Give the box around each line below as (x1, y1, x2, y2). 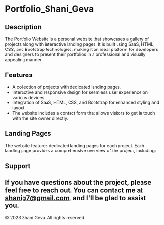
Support (5, 162, 31, 170)
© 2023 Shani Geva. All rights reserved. (5, 214, 86, 220)
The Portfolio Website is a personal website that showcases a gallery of (5, 36, 149, 42)
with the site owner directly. (12, 115, 69, 121)
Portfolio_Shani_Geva (5, 3, 94, 15)
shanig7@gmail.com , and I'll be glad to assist (5, 194, 146, 202)
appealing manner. (5, 57, 43, 62)
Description (5, 23, 42, 31)
